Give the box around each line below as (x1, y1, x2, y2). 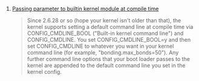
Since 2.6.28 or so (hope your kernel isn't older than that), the (27, 17, 181, 24)
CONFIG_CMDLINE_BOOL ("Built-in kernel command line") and (27, 30, 184, 37)
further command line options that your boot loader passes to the (27, 56, 191, 62)
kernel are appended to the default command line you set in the (27, 62, 186, 69)
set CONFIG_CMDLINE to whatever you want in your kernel (27, 42, 174, 50)
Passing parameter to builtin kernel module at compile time (11, 5, 159, 12)
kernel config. (27, 68, 62, 75)
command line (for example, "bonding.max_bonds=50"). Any (27, 49, 179, 56)
